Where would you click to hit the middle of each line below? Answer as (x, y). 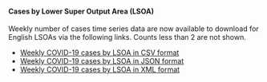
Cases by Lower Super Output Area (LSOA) (81, 11)
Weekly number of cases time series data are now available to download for (133, 29)
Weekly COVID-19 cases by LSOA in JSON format (102, 61)
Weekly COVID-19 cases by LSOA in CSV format (99, 53)
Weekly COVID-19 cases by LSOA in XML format (100, 70)
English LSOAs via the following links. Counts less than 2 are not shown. (127, 37)
